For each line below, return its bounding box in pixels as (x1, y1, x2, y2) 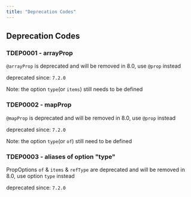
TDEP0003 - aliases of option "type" (6, 152, 116, 160)
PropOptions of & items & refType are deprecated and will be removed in (6, 166, 186, 173)
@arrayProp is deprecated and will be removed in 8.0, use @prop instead (6, 62, 181, 69)
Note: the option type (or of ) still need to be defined (6, 137, 132, 144)
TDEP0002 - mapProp (6, 101, 72, 109)
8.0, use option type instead (6, 172, 75, 180)
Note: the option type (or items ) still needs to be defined (6, 86, 143, 93)
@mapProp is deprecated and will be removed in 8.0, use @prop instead (6, 114, 176, 122)
